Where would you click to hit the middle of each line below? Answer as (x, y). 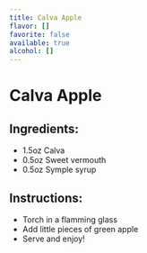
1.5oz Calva (43, 150)
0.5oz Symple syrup (59, 170)
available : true (39, 43)
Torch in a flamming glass (70, 219)
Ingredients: (44, 128)
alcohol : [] (31, 51)
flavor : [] (30, 26)
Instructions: (46, 198)
